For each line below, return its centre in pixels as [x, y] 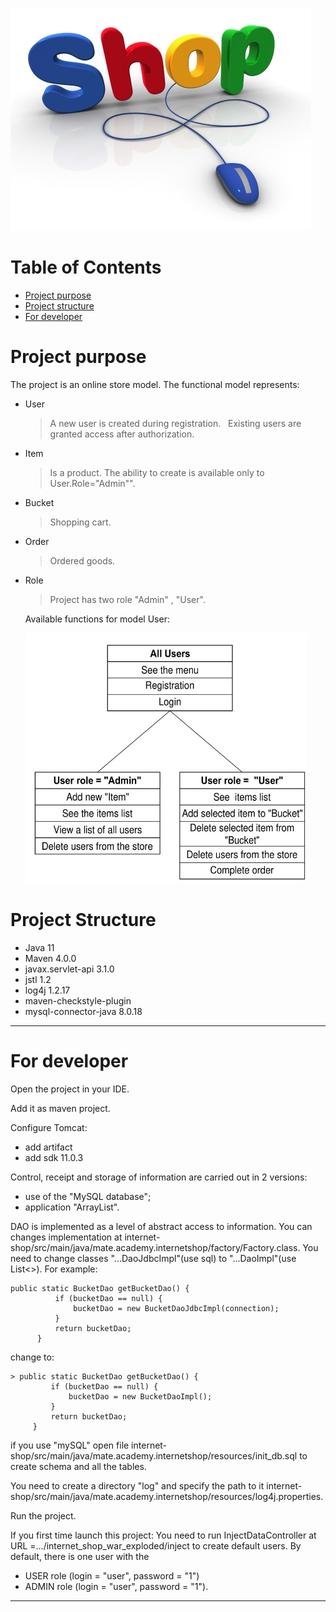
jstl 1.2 [38, 979]
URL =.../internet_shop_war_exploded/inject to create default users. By [156, 1545]
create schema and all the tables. [78, 1466]
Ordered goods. [82, 560]
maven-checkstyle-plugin [78, 1000]
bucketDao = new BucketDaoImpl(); [140, 1396]
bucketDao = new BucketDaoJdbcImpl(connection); [176, 1308]
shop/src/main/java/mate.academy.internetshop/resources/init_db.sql [154, 1455]
